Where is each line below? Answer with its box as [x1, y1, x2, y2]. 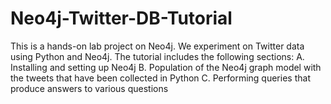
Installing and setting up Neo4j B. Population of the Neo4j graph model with [10, 61, 322, 73]
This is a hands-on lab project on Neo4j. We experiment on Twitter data [10, 40, 305, 52]
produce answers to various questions [10, 82, 169, 94]
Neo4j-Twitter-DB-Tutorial [10, 7, 233, 30]
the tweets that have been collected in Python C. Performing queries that [10, 72, 311, 84]
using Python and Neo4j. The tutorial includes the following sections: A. [10, 50, 305, 62]
